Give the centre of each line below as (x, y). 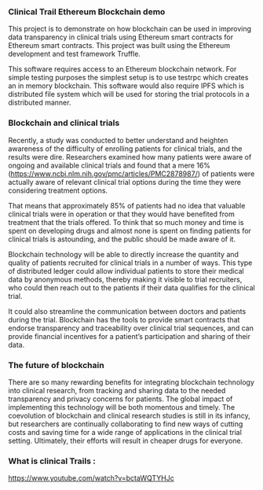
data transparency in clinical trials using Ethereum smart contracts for (121, 37)
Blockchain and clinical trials (64, 123)
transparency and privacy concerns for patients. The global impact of (121, 399)
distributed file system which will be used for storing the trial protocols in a (129, 94)
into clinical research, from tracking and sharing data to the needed (117, 390)
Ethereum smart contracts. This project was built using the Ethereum (119, 46)
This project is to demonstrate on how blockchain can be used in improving (130, 29)
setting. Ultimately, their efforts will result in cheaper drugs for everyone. (126, 440)
